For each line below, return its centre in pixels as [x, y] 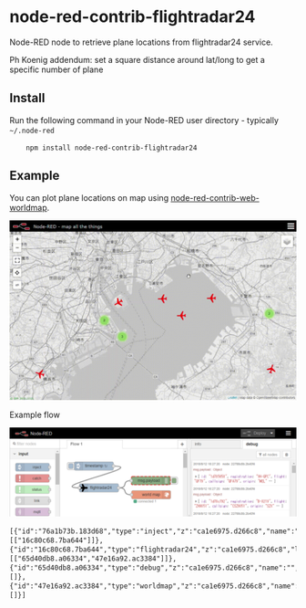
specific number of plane [56, 69]
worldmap [28, 207]
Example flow [35, 414]
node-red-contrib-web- [215, 197]
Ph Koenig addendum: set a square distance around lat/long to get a [138, 59]
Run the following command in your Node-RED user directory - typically [144, 120]
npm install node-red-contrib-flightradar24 [112, 148]
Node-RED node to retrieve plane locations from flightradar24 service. [141, 42]
